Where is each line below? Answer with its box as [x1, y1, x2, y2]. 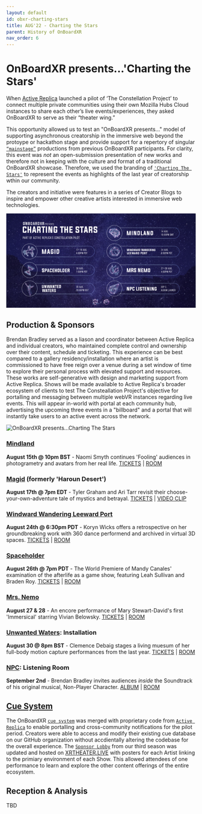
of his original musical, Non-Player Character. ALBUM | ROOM [6, 684, 161, 691]
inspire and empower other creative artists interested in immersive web [6, 195, 182, 202]
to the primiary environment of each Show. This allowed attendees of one [6, 755, 188, 763]
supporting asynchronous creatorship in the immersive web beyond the [6, 132, 183, 139]
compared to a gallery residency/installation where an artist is [6, 355, 159, 362]
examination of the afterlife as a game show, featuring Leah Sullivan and [6, 571, 185, 579]
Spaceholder [6, 552, 45, 560]
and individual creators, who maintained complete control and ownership [6, 342, 187, 349]
